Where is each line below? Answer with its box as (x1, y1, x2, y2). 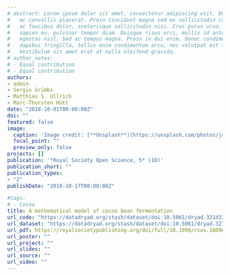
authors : (7, 73, 32, 81)
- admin (7, 80, 29, 87)
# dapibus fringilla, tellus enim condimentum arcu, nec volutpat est (7, 42, 219, 49)
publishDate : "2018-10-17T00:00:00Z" (7, 183, 115, 189)
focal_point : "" (13, 138, 60, 145)
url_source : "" (7, 252, 51, 260)
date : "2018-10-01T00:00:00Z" (7, 106, 94, 113)
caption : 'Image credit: (13, 131, 84, 138)
